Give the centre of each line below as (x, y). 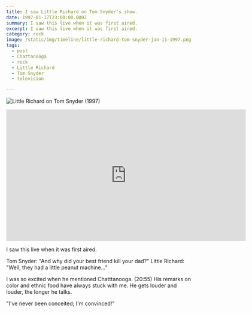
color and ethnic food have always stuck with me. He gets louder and (92, 285)
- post (20, 51)
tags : (13, 46)
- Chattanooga (29, 56)
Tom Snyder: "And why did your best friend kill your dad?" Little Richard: (95, 261)
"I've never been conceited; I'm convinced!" (60, 303)
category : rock (25, 34)
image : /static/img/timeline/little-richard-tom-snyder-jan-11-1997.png (99, 40)
